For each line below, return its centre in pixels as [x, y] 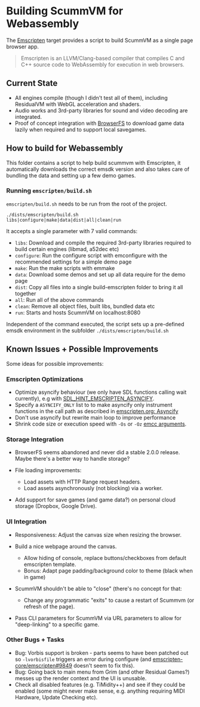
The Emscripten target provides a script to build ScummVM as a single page [100, 40]
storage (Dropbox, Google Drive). [56, 506]
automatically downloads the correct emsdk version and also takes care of [98, 169]
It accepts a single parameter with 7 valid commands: [72, 231]
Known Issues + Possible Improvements [82, 349]
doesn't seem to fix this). [104, 665]
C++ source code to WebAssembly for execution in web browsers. [103, 65]
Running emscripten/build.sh [49, 191]
